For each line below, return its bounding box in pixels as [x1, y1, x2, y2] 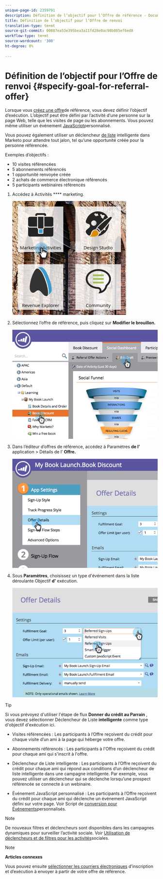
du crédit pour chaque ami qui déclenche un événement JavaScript [12, 795, 147, 801]
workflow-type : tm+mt [5, 34, 49, 38]
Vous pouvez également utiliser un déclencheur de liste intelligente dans [5, 132, 150, 138]
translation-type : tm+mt [5, 23, 55, 28]
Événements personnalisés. [12, 806, 66, 811]
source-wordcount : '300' [5, 39, 55, 44]
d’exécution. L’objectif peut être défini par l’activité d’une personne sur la [5, 112, 150, 118]
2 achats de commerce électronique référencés [12, 176, 108, 182]
